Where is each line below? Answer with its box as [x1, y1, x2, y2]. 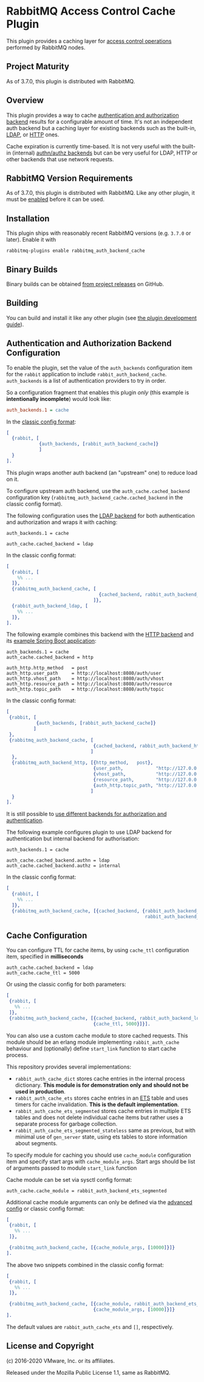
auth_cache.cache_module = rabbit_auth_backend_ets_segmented [6, 1188, 167, 1194]
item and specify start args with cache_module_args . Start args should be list [6, 1157, 195, 1165]
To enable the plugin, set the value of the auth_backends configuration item [6, 364, 193, 371]
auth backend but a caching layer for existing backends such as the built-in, [6, 124, 196, 131]
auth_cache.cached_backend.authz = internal [6, 863, 121, 869]
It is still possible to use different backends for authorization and [6, 811, 167, 818]
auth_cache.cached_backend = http [6, 654, 94, 661]
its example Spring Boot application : [6, 637, 97, 644]
